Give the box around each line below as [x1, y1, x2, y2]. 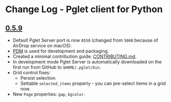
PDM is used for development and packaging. [12, 48, 109, 54]
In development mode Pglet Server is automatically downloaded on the [12, 59, 162, 64]
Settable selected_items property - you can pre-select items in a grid [20, 80, 166, 86]
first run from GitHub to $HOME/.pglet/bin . [12, 64, 101, 70]
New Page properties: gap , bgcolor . [12, 91, 85, 97]
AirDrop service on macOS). [12, 43, 72, 49]
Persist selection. [20, 75, 57, 81]
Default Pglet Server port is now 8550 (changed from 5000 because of [12, 37, 158, 43]
